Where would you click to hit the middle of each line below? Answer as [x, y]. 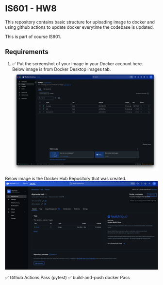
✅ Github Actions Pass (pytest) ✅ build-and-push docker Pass [67, 277]
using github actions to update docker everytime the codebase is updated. [80, 27]
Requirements [27, 52]
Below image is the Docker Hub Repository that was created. [66, 179]
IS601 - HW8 [31, 9]
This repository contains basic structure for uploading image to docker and [80, 22]
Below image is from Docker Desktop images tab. [61, 69]
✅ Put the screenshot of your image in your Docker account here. [77, 63]
